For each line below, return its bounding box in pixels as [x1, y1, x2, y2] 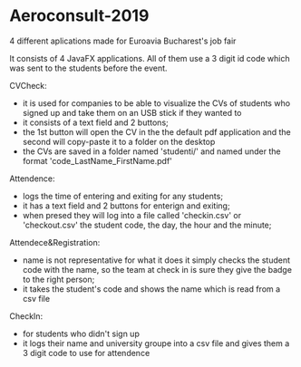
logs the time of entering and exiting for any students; [22, 190, 224, 201]
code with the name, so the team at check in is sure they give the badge [22, 264, 293, 275]
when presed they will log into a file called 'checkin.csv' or [22, 209, 242, 220]
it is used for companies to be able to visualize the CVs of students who [22, 97, 291, 109]
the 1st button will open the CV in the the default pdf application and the [22, 126, 292, 137]
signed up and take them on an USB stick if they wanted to [22, 107, 242, 118]
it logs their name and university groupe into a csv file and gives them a [22, 337, 290, 349]
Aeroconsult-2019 [9, 5, 150, 26]
